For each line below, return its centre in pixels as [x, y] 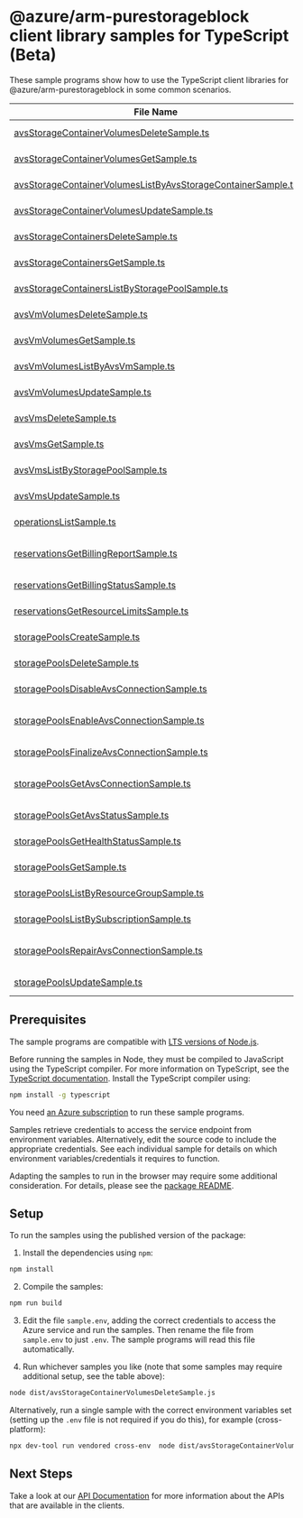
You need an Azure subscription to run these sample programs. [127, 1112]
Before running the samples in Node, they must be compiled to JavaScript [147, 1059]
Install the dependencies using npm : [87, 1253]
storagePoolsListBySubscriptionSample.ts [103, 919]
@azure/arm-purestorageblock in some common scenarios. [120, 89]
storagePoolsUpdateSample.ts [78, 982]
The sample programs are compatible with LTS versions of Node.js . [134, 1041]
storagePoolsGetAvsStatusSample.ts [92, 815]
